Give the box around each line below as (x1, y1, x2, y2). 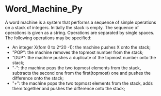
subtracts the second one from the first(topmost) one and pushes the (12, 70, 151, 76)
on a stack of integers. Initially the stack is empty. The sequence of (5, 24, 139, 30)
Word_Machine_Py (5, 3, 83, 15)
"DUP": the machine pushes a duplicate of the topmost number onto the (12, 54, 156, 60)
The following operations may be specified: (5, 35, 92, 41)
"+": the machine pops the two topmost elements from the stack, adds (12, 80, 153, 86)
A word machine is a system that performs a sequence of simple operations (5, 19, 157, 25)
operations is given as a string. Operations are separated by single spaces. (5, 30, 155, 35)
